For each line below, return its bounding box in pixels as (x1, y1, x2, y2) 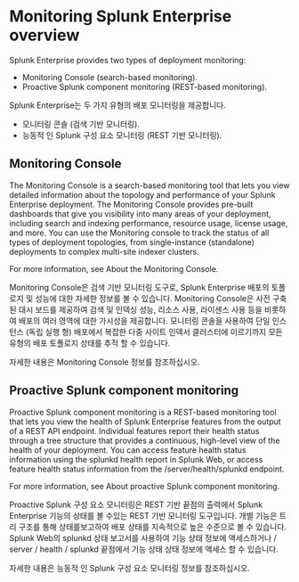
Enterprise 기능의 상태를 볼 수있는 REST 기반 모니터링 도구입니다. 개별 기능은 (9, 510, 278, 521)
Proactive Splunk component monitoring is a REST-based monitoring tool (9, 406, 278, 417)
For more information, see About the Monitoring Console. (9, 263, 219, 274)
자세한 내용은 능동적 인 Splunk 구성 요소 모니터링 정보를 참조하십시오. (9, 562, 251, 573)
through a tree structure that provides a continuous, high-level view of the (9, 435, 280, 446)
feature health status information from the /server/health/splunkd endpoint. (9, 463, 285, 474)
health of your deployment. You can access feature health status (9, 444, 246, 455)
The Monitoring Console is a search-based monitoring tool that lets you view (9, 180, 290, 191)
